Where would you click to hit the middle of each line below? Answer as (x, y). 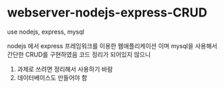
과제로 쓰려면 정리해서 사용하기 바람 (65, 69)
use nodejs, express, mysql (46, 32)
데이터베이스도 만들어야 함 (52, 78)
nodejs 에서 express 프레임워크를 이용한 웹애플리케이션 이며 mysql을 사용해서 (112, 45)
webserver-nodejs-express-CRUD (107, 13)
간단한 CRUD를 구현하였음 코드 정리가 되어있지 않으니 (79, 54)
